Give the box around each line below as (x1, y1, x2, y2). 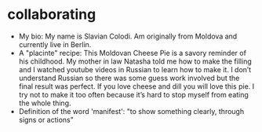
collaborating (7, 5, 96, 24)
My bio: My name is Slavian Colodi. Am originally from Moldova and (18, 31, 238, 41)
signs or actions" (18, 115, 74, 124)
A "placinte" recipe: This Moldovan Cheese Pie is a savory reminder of (18, 48, 246, 57)
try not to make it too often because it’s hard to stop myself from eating (18, 90, 249, 99)
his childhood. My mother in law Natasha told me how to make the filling (18, 57, 252, 66)
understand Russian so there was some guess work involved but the (18, 73, 240, 82)
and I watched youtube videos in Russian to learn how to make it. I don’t (18, 64, 252, 74)
